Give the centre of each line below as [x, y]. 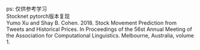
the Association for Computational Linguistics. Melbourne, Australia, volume [100, 35]
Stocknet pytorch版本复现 [38, 16]
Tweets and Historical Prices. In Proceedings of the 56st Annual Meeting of [99, 29]
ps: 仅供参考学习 [26, 9]
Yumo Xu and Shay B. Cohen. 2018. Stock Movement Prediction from [92, 23]
